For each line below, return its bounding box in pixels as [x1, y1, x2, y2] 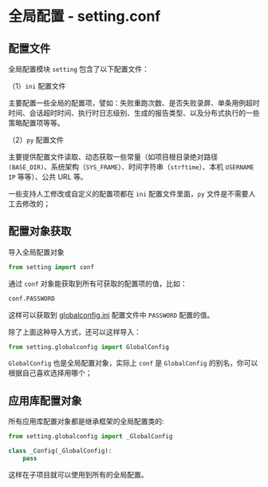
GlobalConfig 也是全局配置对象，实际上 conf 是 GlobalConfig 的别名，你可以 [8, 358, 258, 368]
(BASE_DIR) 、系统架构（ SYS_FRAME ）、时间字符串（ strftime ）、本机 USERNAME [8, 162, 254, 172]
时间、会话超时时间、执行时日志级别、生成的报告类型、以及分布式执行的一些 [8, 109, 260, 117]
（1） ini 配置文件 [8, 81, 66, 90]
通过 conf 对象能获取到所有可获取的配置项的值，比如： [8, 279, 187, 288]
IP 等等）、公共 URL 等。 [8, 172, 88, 181]
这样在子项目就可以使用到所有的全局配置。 [8, 469, 148, 479]
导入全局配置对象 [8, 247, 65, 256]
